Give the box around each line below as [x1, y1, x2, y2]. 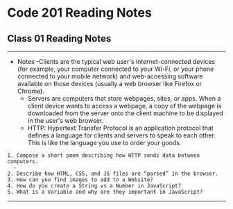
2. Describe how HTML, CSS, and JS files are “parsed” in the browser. [7, 170, 218, 177]
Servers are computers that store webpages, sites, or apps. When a [27, 94, 221, 102]
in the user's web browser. [27, 117, 104, 124]
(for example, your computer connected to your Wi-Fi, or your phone [17, 65, 214, 73]
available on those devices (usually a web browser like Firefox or [17, 80, 202, 87]
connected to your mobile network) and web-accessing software [17, 72, 203, 81]
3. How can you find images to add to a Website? [7, 176, 154, 183]
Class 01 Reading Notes [7, 33, 112, 44]
